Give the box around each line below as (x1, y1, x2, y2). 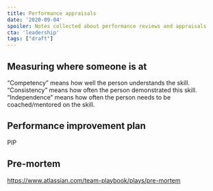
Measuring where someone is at (7, 61, 147, 72)
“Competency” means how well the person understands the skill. (7, 78, 190, 87)
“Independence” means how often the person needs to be (7, 93, 171, 101)
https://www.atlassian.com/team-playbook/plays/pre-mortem (7, 176, 181, 184)
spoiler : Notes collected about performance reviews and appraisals (7, 23, 207, 29)
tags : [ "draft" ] (7, 35, 53, 42)
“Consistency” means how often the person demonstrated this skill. (7, 86, 197, 94)
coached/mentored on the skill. (7, 100, 95, 108)
